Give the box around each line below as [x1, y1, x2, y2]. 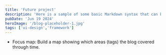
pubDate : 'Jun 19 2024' [5, 16, 54, 21]
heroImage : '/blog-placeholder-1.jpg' [5, 21, 85, 26]
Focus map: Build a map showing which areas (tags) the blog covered [12, 39, 155, 45]
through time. [12, 44, 40, 50]
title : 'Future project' [5, 7, 56, 12]
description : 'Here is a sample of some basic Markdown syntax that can [5, 12, 158, 17]
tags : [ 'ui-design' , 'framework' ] [5, 26, 74, 30]
